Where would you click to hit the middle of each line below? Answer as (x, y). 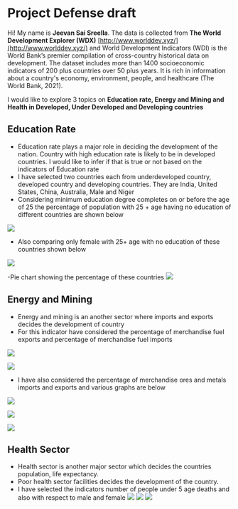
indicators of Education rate (58, 169)
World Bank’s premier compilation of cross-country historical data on (108, 55)
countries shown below (52, 249)
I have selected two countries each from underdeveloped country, (114, 176)
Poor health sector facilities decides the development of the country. (118, 482)
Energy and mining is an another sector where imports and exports (115, 316)
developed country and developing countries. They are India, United (118, 184)
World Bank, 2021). (35, 85)
